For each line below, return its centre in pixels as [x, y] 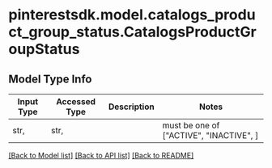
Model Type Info [50, 79]
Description [132, 107]
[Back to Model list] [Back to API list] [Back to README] [101, 155]
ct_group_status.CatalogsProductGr [132, 32]
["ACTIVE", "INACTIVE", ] [210, 135]
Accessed [76, 101]
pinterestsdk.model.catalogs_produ [132, 15]
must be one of [191, 125]
